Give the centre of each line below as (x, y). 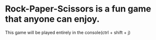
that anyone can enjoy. (52, 19)
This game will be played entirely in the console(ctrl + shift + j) (68, 32)
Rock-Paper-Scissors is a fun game (78, 9)
